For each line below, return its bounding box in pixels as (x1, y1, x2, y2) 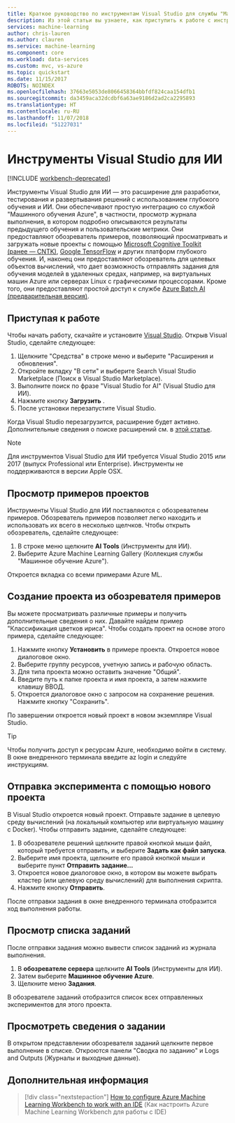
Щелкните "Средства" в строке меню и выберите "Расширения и (17, 352, 214, 361)
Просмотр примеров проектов (7, 488, 150, 500)
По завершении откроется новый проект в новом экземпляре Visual (7, 710, 213, 719)
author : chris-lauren (7, 29, 71, 37)
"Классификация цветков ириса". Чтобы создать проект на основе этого (7, 624, 225, 633)
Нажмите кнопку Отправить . (17, 883, 105, 892)
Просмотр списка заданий (7, 925, 131, 937)
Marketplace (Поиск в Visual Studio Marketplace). (17, 374, 163, 383)
